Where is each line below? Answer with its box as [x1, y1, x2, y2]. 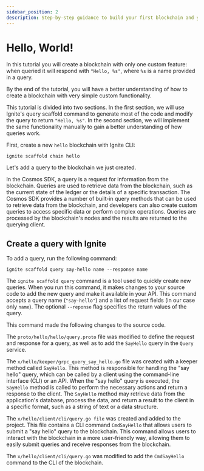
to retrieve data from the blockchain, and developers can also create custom [6, 201, 197, 209]
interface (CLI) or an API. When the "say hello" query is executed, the [6, 377, 180, 385]
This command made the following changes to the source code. [6, 321, 166, 329]
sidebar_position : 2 [6, 9, 59, 15]
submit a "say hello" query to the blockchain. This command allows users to [6, 428, 196, 435]
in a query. [6, 74, 33, 81]
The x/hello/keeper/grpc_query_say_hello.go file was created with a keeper [6, 358, 198, 365]
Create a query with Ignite [6, 239, 107, 249]
